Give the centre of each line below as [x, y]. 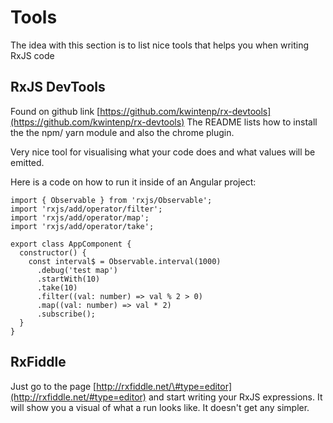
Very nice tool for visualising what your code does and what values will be [163, 152]
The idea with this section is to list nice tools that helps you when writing [160, 45]
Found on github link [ [55, 111]
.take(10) [57, 287]
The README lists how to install [252, 122]
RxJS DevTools [58, 87]
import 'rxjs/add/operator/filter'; [86, 209]
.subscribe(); [66, 314]
